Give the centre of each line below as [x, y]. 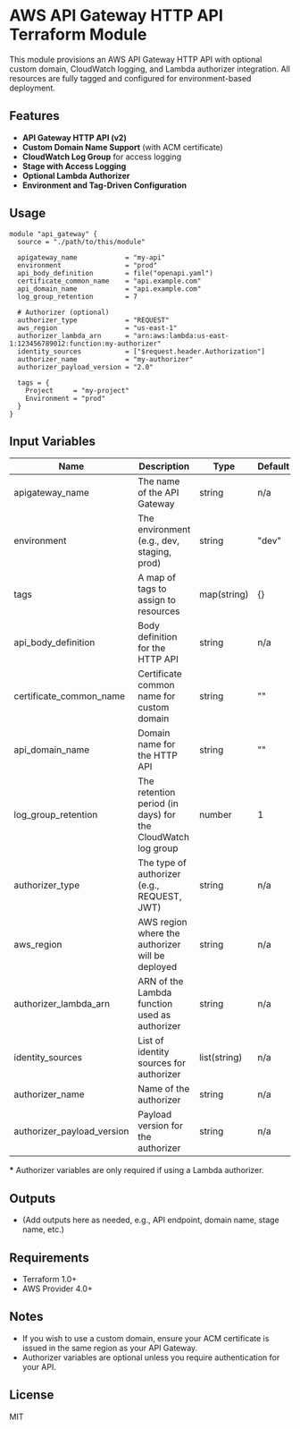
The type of [162, 863]
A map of [157, 578]
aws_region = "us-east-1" [97, 327]
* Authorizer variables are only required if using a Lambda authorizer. [137, 1170]
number [216, 815]
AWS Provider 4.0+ [58, 1289]
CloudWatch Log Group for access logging [102, 157]
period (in [158, 804]
